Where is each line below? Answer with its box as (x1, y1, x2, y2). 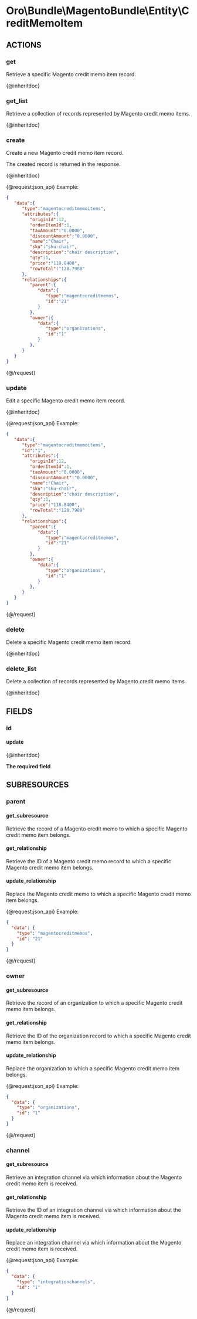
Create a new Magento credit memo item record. (6, 150, 124, 157)
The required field (6, 763, 51, 769)
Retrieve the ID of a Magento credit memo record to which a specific (6, 857, 172, 864)
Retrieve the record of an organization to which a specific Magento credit (6, 999, 183, 1006)
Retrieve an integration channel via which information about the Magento (6, 1174, 182, 1181)
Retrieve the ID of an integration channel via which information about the (6, 1206, 182, 1213)
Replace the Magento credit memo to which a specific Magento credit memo (6, 890, 191, 897)
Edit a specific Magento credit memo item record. (6, 397, 126, 404)
